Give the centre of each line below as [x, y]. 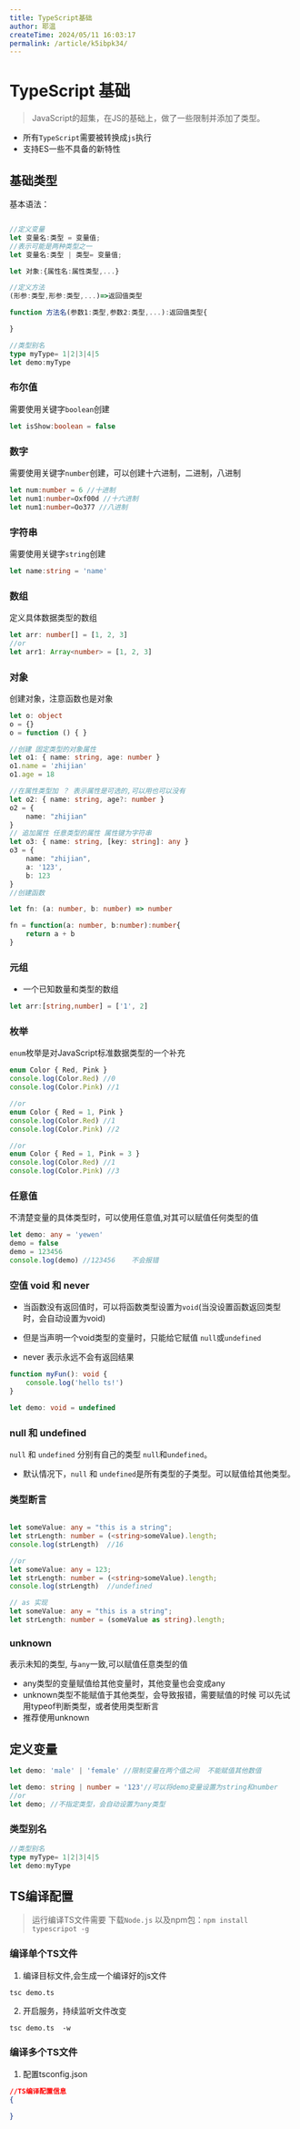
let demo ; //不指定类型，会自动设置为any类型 [87, 1804]
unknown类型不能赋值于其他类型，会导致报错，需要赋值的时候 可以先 [153, 1695]
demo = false [34, 1244]
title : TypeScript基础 [51, 18]
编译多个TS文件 [44, 2052]
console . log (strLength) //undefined [81, 1587]
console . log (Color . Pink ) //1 [65, 1087]
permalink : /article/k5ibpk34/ [69, 43]
